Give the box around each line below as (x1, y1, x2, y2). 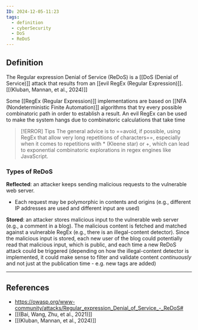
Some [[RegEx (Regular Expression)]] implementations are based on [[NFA (6, 97, 187, 104)
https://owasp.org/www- (14, 298, 75, 305)
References (6, 282, 49, 292)
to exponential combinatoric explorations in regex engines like (20, 146, 171, 153)
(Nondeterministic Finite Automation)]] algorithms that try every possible (6, 104, 183, 111)
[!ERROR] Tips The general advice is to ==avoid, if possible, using (20, 127, 181, 134)
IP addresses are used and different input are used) (14, 204, 140, 212)
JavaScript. (20, 153, 49, 160)
